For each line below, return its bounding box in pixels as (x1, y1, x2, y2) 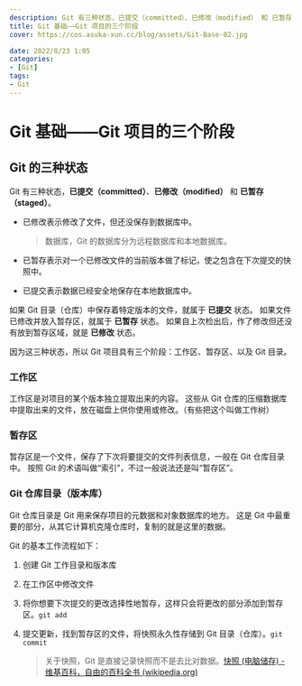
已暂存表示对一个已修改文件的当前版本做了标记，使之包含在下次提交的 (22, 255, 284, 265)
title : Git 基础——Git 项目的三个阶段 (9, 22, 139, 31)
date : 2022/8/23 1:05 (9, 46, 91, 55)
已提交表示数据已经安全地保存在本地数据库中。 (22, 285, 197, 296)
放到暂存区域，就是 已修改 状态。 (16, 327, 141, 338)
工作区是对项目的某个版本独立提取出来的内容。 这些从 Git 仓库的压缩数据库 (9, 394, 288, 404)
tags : (9, 71, 30, 81)
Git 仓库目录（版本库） (9, 487, 108, 500)
